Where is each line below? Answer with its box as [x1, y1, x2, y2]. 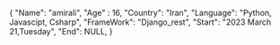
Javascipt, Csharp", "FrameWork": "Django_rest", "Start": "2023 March [9, 17, 272, 27]
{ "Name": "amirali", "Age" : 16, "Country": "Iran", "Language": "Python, [9, 8, 272, 18]
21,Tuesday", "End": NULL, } [9, 26, 114, 36]
